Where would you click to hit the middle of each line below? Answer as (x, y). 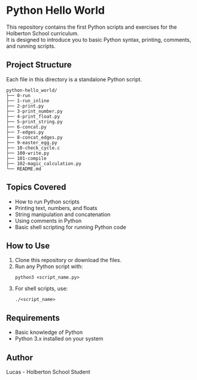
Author (19, 358)
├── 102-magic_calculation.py (44, 163)
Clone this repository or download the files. (68, 260)
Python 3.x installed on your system (59, 339)
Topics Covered (36, 187)
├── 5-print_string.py (34, 121)
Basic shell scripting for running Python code (70, 227)
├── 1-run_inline (28, 101)
